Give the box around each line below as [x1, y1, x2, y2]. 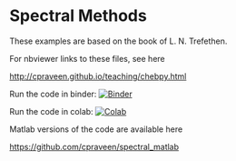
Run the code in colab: [9, 106, 93, 116]
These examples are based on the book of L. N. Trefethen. [9, 35, 228, 46]
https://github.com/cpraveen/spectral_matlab [9, 141, 180, 152]
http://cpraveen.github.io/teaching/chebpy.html [9, 70, 187, 82]
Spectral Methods [9, 5, 147, 26]
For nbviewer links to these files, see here [9, 53, 165, 64]
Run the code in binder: [9, 88, 97, 99]
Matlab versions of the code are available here [9, 124, 183, 135]
